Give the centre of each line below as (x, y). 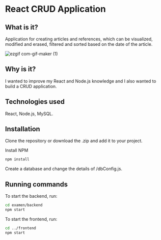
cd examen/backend (24, 205)
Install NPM (17, 150)
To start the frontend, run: (31, 219)
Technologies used (35, 102)
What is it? (22, 27)
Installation (23, 129)
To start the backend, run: (31, 196)
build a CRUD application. (31, 86)
